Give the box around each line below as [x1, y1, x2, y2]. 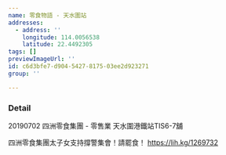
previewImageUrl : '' [8, 56, 76, 63]
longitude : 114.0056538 [22, 33, 100, 41]
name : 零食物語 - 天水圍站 [8, 11, 87, 20]
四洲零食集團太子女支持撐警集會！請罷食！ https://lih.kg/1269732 [8, 138, 218, 147]
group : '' [8, 70, 41, 77]
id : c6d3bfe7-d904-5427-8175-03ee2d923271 [8, 63, 149, 70]
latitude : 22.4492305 [22, 41, 93, 49]
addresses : [8, 19, 44, 27]
